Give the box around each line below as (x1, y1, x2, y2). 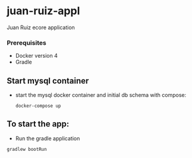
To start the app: (7, 119, 70, 129)
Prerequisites (7, 39, 46, 47)
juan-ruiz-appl (7, 4, 80, 18)
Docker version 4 (15, 52, 58, 59)
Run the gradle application (15, 135, 80, 142)
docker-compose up (15, 103, 61, 109)
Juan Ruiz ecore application (7, 24, 75, 31)
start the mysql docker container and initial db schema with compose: (15, 91, 187, 99)
